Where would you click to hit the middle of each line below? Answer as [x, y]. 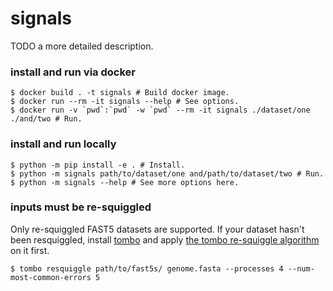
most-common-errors [51, 277]
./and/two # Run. [46, 119]
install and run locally [63, 144]
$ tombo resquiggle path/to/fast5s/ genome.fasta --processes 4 [147, 268]
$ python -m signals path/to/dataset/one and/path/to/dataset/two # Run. [167, 173]
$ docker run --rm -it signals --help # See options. [125, 102]
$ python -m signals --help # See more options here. [125, 182]
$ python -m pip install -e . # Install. [98, 165]
